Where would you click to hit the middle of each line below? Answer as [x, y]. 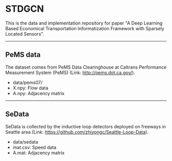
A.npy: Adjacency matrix [39, 93]
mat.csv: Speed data [35, 147]
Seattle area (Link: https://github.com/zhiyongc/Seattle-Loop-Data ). [77, 132]
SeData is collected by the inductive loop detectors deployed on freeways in [86, 126]
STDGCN [25, 9]
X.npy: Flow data [30, 88]
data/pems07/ [27, 82]
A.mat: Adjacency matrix [39, 153]
